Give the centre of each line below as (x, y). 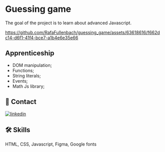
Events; (20, 81)
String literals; (27, 76)
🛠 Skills (18, 130)
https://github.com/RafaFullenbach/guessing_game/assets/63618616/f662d (82, 32)
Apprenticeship (30, 53)
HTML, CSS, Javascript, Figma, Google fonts (51, 144)
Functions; (23, 70)
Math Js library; (28, 86)
